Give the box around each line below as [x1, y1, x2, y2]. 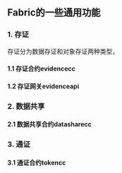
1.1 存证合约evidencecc [7, 64, 76, 73]
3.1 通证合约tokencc [7, 158, 66, 167]
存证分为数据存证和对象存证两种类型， [7, 47, 118, 55]
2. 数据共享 [7, 101, 45, 111]
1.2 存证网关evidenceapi [7, 82, 80, 90]
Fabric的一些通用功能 [7, 6, 101, 19]
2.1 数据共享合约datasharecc [7, 120, 92, 129]
